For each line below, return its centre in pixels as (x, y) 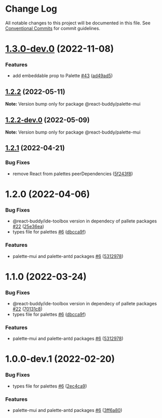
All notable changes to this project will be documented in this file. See (78, 23)
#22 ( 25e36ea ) (28, 227)
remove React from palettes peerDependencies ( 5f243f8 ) (73, 174)
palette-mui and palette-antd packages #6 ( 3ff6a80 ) (67, 410)
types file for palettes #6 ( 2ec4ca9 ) (50, 386)
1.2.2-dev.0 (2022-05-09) (48, 120)
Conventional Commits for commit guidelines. (53, 28)
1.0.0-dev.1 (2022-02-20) (60, 359)
